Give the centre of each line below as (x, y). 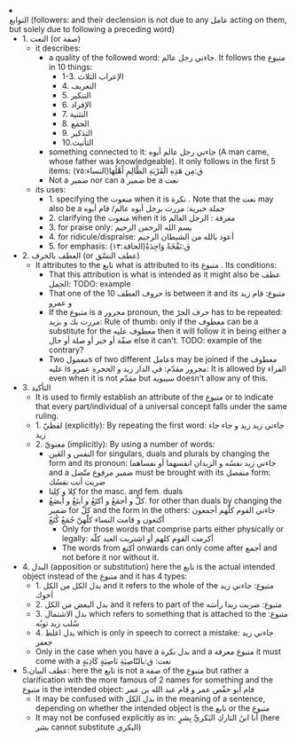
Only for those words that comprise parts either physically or (173, 529)
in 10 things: (70, 67)
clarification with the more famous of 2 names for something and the (147, 680)
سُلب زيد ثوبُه (57, 623)
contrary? (66, 350)
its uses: (51, 189)
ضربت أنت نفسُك (77, 482)
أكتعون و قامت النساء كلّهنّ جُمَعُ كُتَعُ (106, 520)
